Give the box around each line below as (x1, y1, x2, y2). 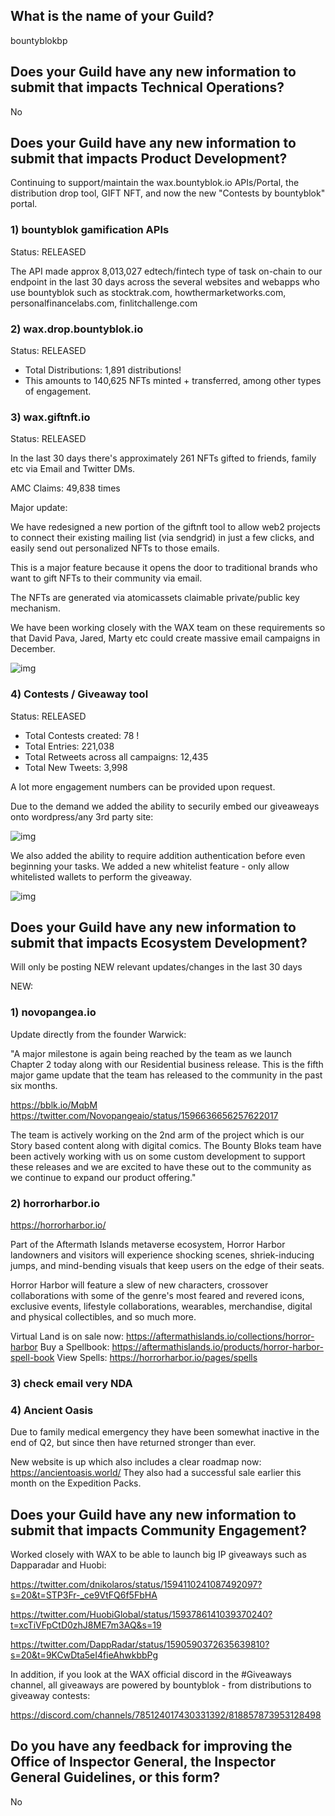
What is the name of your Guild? (10, 8, 215, 25)
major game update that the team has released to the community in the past (10, 1069, 323, 1081)
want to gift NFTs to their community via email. (10, 572, 203, 584)
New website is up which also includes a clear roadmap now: (10, 1456, 262, 1468)
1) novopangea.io (10, 1005, 97, 1019)
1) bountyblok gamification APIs (10, 223, 170, 237)
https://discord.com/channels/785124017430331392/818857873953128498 (10, 1709, 322, 1721)
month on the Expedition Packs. (10, 1477, 142, 1489)
